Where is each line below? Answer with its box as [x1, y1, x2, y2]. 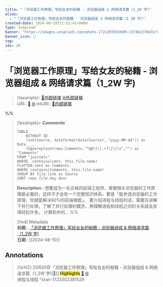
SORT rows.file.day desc [16, 175, 67, 181]
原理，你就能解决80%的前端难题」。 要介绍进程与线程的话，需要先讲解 [16, 197, 158, 203]
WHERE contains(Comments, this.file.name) [16, 167, 104, 172]
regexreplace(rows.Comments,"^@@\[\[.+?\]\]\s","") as [26, 146, 139, 151]
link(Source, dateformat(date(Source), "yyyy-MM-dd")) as [26, 138, 146, 143]
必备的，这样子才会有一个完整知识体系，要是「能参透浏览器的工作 [25, 191, 158, 197]
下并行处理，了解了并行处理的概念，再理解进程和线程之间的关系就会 [16, 203, 153, 209]
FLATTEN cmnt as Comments [16, 163, 69, 168]
